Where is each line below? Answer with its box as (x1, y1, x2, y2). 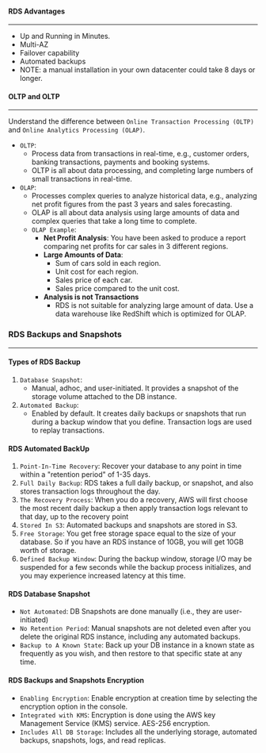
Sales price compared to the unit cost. (55, 284, 180, 294)
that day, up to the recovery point (19, 512, 129, 521)
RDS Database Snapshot (8, 589, 91, 598)
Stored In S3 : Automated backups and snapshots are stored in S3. (19, 521, 237, 530)
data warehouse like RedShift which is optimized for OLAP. (55, 309, 247, 319)
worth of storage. (19, 546, 77, 555)
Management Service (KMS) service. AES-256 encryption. (19, 718, 211, 728)
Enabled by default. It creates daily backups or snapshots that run (31, 409, 247, 418)
